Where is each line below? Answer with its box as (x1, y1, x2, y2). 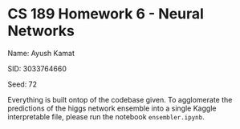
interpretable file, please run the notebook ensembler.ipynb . (7, 111, 205, 121)
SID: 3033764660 (7, 63, 67, 73)
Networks (7, 22, 75, 40)
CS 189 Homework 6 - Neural (7, 5, 204, 23)
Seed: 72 (7, 79, 38, 89)
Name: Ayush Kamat (7, 48, 75, 58)
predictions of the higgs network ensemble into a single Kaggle (7, 103, 217, 113)
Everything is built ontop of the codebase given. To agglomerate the (7, 95, 233, 104)
